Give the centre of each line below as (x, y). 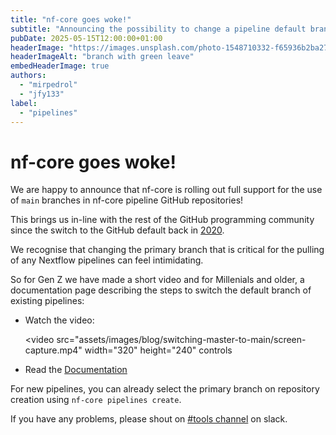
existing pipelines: (47, 301)
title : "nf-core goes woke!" (71, 19)
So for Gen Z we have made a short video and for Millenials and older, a (157, 280)
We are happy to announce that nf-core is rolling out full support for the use (166, 190)
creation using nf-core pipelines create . (96, 400)
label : (24, 103)
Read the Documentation (76, 370)
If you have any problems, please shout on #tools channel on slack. (149, 419)
